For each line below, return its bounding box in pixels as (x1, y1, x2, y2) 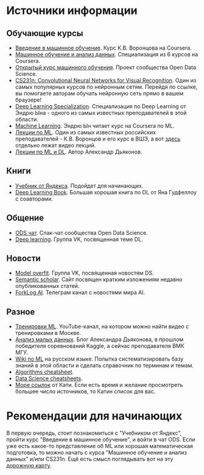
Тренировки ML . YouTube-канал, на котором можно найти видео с (15, 323, 189, 330)
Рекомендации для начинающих (6, 409, 183, 423)
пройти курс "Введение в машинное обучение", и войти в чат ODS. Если (6, 436, 195, 443)
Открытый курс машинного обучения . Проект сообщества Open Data (15, 64, 197, 71)
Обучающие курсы (6, 28, 83, 39)
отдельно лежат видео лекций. (15, 142, 96, 149)
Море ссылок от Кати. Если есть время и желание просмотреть (15, 381, 183, 389)
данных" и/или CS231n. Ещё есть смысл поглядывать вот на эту (6, 455, 174, 463)
